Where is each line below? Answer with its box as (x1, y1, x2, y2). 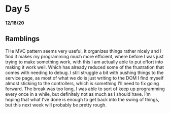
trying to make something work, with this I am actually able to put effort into (5, 59, 163, 65)
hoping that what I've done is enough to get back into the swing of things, (5, 96, 160, 102)
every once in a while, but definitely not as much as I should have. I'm (5, 91, 151, 97)
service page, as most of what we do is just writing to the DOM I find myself (5, 74, 164, 81)
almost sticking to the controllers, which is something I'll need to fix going (5, 80, 159, 86)
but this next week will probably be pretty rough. (5, 102, 107, 108)
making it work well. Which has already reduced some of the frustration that (5, 64, 164, 70)
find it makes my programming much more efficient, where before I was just (5, 53, 164, 59)
